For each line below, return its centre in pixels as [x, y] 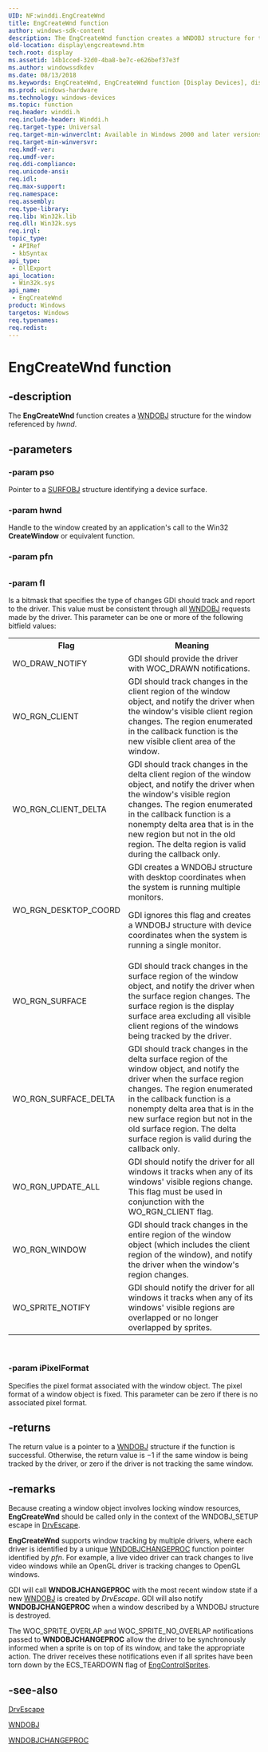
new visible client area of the [182, 741]
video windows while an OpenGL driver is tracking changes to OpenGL [124, 1566]
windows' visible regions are [181, 1308]
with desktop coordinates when [187, 877]
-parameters [40, 449]
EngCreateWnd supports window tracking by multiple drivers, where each [130, 1541]
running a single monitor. [175, 945]
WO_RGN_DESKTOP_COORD [67, 910]
